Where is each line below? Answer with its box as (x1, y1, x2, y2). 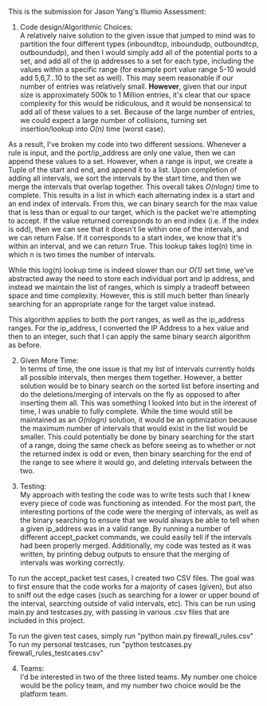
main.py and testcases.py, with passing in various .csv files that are (8, 607, 230, 617)
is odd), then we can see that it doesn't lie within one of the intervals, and (8, 224, 249, 234)
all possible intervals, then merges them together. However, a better (19, 373, 243, 382)
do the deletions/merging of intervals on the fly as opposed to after (19, 390, 241, 399)
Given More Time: (19, 355, 79, 365)
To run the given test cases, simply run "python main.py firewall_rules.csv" (8, 631, 254, 641)
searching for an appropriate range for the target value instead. (8, 299, 216, 308)
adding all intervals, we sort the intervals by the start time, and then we (8, 173, 241, 183)
